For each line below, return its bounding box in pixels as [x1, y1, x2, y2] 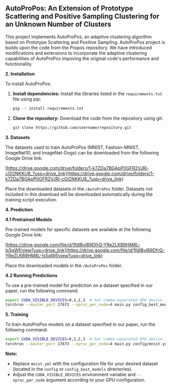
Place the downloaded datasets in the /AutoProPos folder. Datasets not [5, 186, 153, 192]
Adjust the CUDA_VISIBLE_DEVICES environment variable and [12, 372, 136, 378]
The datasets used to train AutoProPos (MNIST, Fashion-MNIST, [5, 144, 140, 150]
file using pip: [12, 96, 42, 102]
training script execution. [5, 196, 58, 202]
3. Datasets [5, 134, 30, 140]
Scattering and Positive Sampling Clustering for [5, 12, 160, 21]
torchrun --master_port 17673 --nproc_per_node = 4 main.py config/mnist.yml [5, 341, 169, 347]
